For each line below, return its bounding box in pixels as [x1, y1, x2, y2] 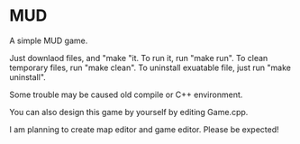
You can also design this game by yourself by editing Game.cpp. [9, 106, 249, 117]
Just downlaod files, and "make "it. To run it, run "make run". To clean [9, 52, 268, 63]
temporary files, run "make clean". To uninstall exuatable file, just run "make [9, 62, 291, 73]
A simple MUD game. [9, 35, 88, 46]
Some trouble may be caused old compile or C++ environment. [9, 89, 243, 100]
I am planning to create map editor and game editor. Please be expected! [9, 123, 279, 135]
